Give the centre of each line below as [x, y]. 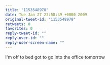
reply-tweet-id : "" [26, 33]
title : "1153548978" [27, 10]
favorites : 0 [19, 29]
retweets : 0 [18, 24]
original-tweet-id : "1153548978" [41, 19]
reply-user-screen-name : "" [35, 43]
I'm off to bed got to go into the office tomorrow [55, 57]
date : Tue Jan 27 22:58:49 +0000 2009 [46, 15]
